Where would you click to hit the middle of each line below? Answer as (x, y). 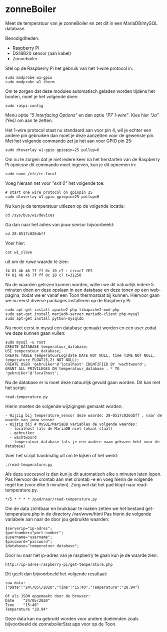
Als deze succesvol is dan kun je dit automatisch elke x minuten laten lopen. (83, 474)
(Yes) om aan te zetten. (29, 120)
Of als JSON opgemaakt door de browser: (48, 596)
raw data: (15, 583)
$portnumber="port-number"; (34, 533)
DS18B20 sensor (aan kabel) (42, 53)
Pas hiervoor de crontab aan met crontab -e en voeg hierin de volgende (79, 479)
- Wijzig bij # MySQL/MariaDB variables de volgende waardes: (71, 424)
